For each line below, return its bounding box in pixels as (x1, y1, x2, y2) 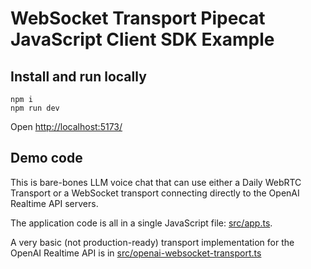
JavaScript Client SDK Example (10, 28, 275, 51)
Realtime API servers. (10, 197, 99, 209)
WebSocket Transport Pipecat (10, 7, 266, 30)
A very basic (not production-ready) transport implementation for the (10, 236, 295, 248)
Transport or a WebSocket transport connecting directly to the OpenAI (10, 187, 300, 199)
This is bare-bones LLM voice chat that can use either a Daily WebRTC (10, 176, 302, 188)
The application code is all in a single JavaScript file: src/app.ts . (10, 217, 273, 229)
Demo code (10, 150, 83, 167)
